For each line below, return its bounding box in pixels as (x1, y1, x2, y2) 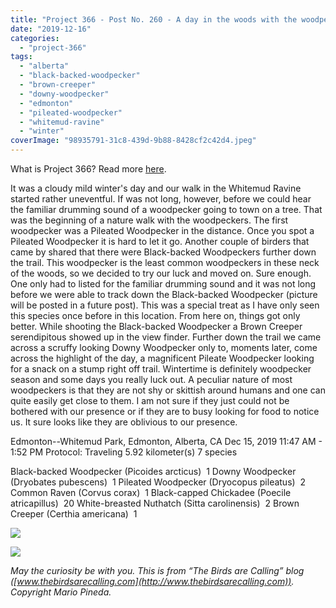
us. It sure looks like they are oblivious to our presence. (10, 416, 238, 428)
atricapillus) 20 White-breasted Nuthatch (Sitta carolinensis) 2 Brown (10, 497, 300, 509)
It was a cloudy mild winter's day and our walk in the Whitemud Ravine (10, 182, 302, 194)
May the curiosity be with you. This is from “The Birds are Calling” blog (10, 565, 305, 576)
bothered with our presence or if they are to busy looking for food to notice (10, 406, 320, 417)
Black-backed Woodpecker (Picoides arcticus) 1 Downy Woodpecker (10, 466, 297, 477)
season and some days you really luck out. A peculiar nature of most (10, 374, 293, 385)
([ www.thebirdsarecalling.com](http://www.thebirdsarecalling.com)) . (10, 576, 295, 587)
